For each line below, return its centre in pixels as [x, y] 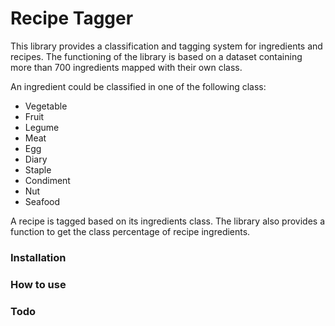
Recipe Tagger [72, 18]
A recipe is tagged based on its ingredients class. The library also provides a [168, 221]
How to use [38, 284]
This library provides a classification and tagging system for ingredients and [166, 46]
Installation [38, 257]
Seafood [42, 201]
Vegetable [46, 106]
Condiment [47, 180]
